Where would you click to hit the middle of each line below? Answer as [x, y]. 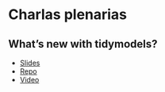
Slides [30, 63]
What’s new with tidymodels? [83, 44]
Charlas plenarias [68, 15]
